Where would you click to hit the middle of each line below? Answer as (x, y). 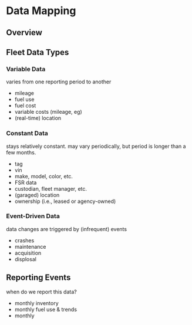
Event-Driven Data (33, 216)
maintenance (30, 246)
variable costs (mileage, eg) (48, 112)
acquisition (28, 253)
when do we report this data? (42, 292)
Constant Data (27, 133)
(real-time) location (38, 118)
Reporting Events (38, 278)
